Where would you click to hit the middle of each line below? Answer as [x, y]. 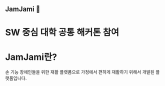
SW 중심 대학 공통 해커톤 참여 [62, 32]
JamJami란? [31, 57]
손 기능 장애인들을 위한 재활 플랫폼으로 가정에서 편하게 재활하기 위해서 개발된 [80, 72]
